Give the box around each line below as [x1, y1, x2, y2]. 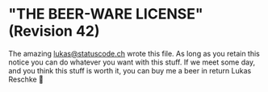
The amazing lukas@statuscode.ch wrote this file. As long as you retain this [8, 48, 260, 58]
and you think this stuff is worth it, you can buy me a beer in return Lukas [8, 65, 252, 75]
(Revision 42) [8, 22, 100, 40]
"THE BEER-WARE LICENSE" [8, 5, 203, 23]
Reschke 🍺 [8, 74, 44, 84]
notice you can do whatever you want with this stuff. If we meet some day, [8, 57, 256, 67]
